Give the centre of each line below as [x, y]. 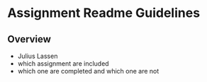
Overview [29, 39]
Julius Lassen [38, 56]
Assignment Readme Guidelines [104, 13]
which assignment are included [63, 64]
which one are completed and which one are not [88, 71]
